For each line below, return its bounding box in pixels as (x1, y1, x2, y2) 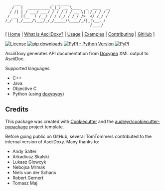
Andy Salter (12, 148, 37, 154)
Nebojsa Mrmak (12, 164, 45, 170)
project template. (29, 123, 64, 130)
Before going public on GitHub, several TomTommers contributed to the (5, 133, 152, 139)
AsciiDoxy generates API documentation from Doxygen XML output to (5, 51, 149, 56)
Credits (5, 105, 29, 114)
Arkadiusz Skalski (12, 153, 49, 160)
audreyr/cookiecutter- (114, 118, 160, 124)
